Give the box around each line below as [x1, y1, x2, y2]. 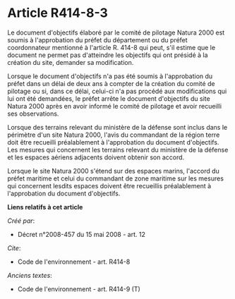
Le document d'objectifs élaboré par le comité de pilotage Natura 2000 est [7, 28, 225, 37]
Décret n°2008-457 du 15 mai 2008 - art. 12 [17, 230, 146, 238]
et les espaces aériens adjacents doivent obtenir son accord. [7, 153, 185, 161]
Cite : [7, 243, 21, 252]
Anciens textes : [7, 271, 53, 279]
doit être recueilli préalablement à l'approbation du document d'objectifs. [7, 138, 219, 146]
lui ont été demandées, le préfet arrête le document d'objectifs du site [7, 94, 210, 103]
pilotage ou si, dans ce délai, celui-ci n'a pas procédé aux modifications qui [7, 87, 227, 95]
